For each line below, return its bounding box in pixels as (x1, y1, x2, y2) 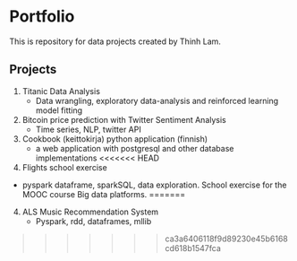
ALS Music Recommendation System (21, 206, 159, 217)
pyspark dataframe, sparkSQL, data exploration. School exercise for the (21, 179, 287, 190)
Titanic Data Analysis (21, 85, 101, 96)
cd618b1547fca (165, 242, 222, 253)
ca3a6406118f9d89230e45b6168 (165, 233, 288, 244)
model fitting (35, 105, 83, 116)
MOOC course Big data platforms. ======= (21, 188, 186, 199)
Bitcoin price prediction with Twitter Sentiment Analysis (21, 114, 226, 125)
